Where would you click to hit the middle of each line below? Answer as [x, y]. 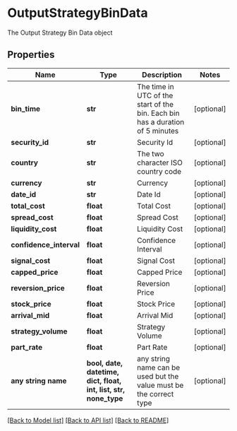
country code [159, 171]
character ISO [160, 163]
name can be [159, 367]
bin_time [26, 109]
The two [151, 153]
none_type [105, 398]
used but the [158, 376]
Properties [31, 55]
